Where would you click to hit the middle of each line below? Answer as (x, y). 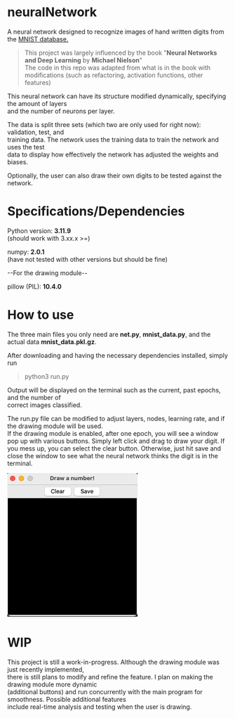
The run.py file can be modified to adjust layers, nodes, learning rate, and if (116, 418)
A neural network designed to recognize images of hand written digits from (116, 32)
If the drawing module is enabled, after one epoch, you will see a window (113, 433)
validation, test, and (36, 132)
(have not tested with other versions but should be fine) (88, 259)
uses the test (26, 147)
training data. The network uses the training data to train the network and (113, 139)
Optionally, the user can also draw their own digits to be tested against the (115, 175)
